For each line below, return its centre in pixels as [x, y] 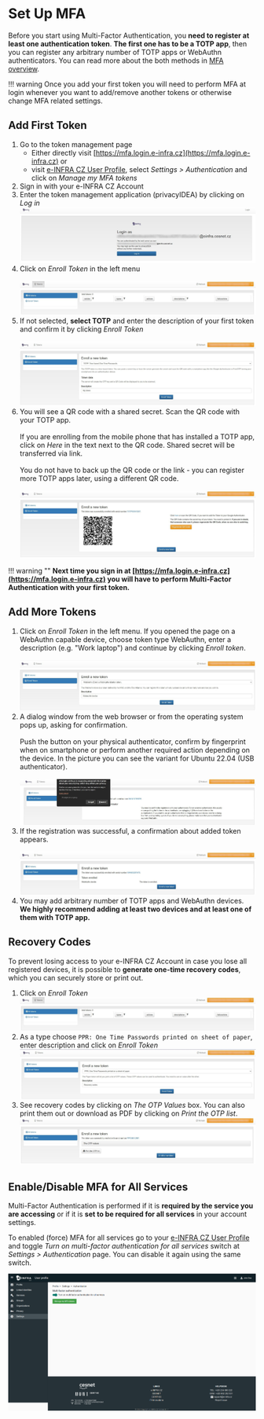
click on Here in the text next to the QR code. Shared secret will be [127, 445]
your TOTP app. [45, 420]
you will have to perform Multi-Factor [169, 579]
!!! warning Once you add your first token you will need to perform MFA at [127, 84]
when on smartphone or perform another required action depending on [134, 750]
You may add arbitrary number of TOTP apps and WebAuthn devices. [132, 900]
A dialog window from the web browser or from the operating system [131, 717]
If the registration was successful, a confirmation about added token [130, 830]
